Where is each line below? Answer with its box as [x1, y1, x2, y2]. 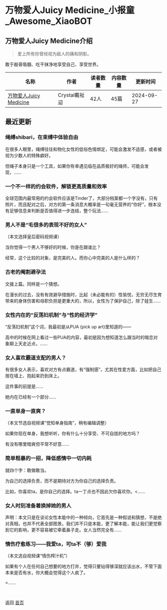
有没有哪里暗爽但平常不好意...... [5, 441, 70, 447]
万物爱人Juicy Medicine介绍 [5, 36, 93, 45]
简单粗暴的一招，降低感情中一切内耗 [5, 455, 92, 462]
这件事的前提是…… [5, 383, 44, 389]
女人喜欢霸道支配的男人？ [5, 354, 67, 361]
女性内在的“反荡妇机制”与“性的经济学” [5, 311, 98, 318]
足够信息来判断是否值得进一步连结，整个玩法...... [9, 208, 109, 214]
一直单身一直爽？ [5, 408, 46, 415]
